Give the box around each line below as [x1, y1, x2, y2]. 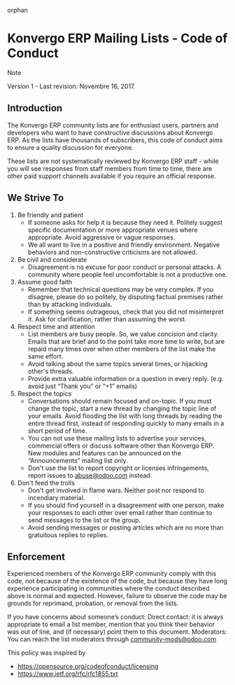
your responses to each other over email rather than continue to [27, 508, 213, 517]
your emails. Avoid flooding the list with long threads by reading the [27, 411, 222, 420]
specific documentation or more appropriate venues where [27, 226, 198, 234]
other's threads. [27, 367, 74, 375]
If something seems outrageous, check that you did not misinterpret [27, 307, 224, 316]
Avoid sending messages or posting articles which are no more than [27, 523, 224, 532]
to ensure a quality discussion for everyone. [7, 143, 134, 151]
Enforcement [7, 551, 65, 562]
